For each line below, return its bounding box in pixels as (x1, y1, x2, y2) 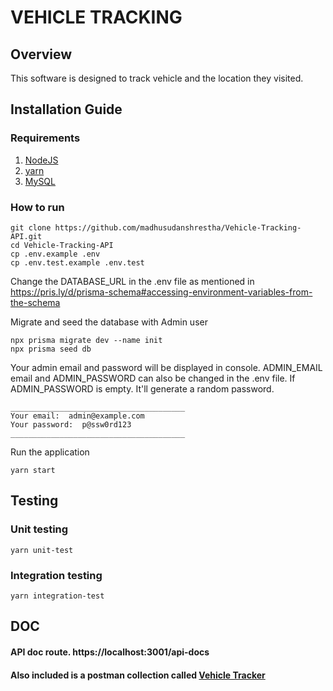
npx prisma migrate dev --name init (10, 335, 163, 345)
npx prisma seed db (10, 344, 92, 354)
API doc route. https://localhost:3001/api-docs (10, 646, 210, 658)
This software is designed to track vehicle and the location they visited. (10, 72, 304, 84)
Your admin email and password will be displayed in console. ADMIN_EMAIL (10, 361, 323, 373)
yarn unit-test (10, 545, 74, 555)
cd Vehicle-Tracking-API (10, 240, 114, 250)
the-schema (10, 296, 61, 308)
